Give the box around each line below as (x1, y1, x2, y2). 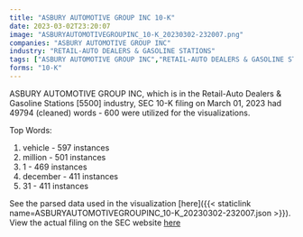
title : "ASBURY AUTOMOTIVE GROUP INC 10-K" (9, 13, 176, 23)
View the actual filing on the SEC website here (9, 217, 181, 228)
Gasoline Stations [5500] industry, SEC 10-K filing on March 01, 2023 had (9, 97, 282, 108)
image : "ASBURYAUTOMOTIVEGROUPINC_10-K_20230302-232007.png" (9, 30, 244, 39)
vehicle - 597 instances (22, 141, 110, 153)
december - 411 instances (22, 170, 119, 181)
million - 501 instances (22, 151, 106, 162)
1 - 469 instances (22, 161, 87, 172)
